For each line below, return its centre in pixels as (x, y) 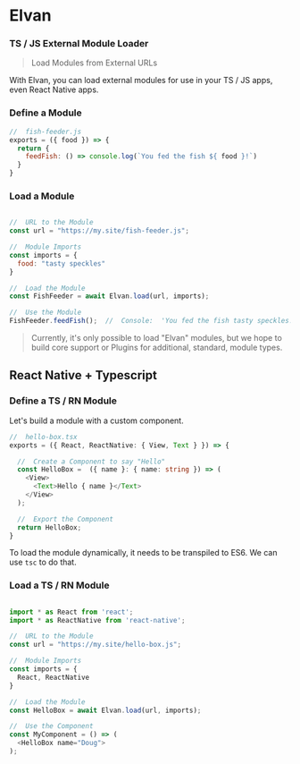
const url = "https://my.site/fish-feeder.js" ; (100, 231)
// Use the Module (46, 313)
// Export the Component (66, 519)
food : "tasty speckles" (61, 263)
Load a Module (42, 196)
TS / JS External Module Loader (79, 44)
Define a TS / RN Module (63, 401)
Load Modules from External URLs (94, 63)
